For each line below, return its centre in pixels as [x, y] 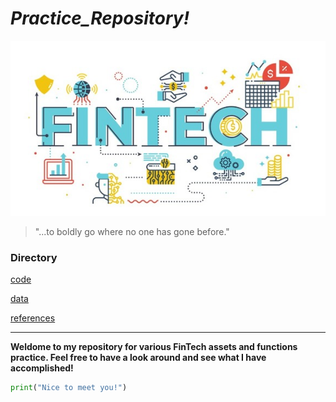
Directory [34, 257]
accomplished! [42, 368]
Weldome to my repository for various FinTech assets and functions [154, 347]
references [33, 318]
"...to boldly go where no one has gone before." [132, 231]
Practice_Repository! [100, 18]
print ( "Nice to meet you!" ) [69, 388]
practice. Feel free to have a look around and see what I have [138, 358]
